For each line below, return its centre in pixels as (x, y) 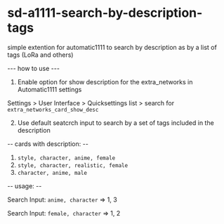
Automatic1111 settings (50, 89)
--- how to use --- (33, 68)
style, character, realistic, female (73, 165)
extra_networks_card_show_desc (53, 110)
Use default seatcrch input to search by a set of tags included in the (116, 123)
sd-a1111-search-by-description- (105, 13)
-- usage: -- (25, 186)
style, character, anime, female (66, 158)
